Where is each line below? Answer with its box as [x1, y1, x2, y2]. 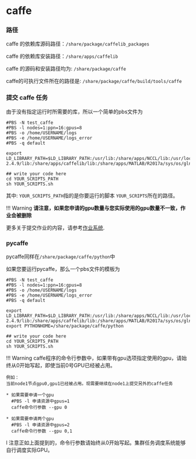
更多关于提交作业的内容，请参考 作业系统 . [6, 224, 105, 231]
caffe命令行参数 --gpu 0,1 [11, 428, 73, 434]
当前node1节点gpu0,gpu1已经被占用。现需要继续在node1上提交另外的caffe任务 [6, 381, 173, 387]
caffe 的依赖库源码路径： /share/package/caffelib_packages [6, 40, 150, 47]
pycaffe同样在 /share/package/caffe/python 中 [6, 253, 116, 260]
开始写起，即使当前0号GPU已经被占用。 [19, 362, 116, 369]
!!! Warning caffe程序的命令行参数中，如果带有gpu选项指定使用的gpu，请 [6, 354, 182, 361]
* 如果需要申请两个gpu [6, 416, 54, 422]
